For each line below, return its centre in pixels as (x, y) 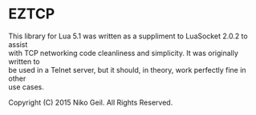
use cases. (26, 87)
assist (18, 44)
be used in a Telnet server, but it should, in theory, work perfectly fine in (127, 69)
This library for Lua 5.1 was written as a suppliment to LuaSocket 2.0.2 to (128, 36)
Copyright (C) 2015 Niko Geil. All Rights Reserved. (91, 102)
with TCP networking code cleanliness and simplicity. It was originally (124, 53)
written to (24, 61)
